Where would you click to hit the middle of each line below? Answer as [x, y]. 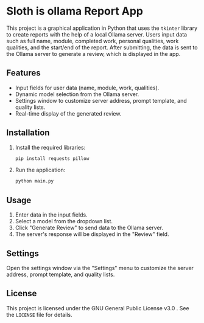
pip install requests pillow [52, 158]
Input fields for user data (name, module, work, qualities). [87, 88]
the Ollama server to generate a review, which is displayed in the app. [93, 54]
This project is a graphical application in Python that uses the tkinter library [102, 28]
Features [23, 73]
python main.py [34, 181]
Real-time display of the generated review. [68, 113]
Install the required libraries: [50, 147]
